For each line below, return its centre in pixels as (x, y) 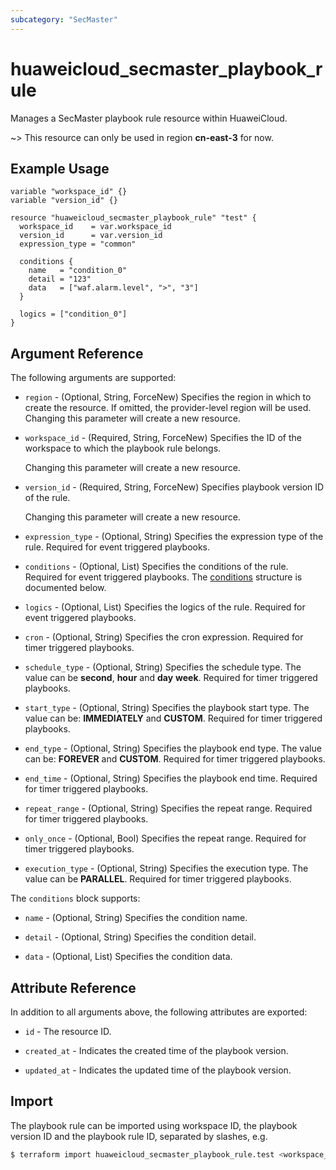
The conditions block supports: (75, 898)
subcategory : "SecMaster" (64, 19)
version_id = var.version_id (91, 236)
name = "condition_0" (78, 271)
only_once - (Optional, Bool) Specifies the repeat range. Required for (165, 838)
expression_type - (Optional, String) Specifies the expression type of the (174, 537)
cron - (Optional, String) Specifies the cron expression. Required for (164, 637)
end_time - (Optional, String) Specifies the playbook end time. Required (171, 778)
